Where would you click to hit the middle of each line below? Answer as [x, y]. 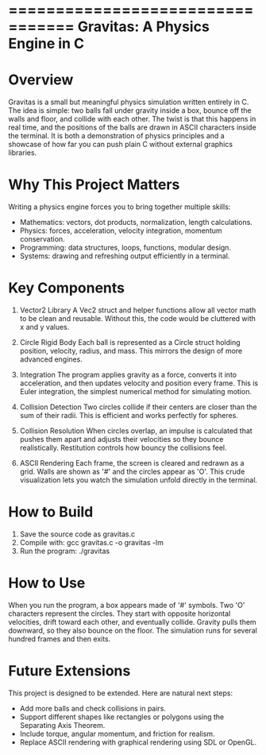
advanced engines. [51, 359]
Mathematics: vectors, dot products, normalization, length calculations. [136, 223]
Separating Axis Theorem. [62, 725]
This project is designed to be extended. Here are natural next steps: [120, 693]
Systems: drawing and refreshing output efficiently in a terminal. [125, 256]
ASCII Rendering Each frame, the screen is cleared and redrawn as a [132, 463]
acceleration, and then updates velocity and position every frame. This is [139, 383]
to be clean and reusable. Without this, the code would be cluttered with [138, 318]
